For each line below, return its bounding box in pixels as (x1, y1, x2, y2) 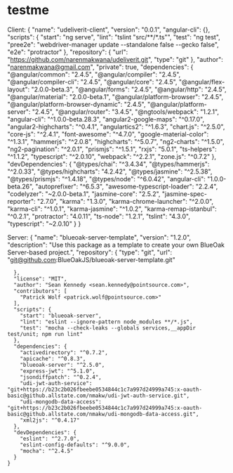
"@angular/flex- (178, 77, 225, 86)
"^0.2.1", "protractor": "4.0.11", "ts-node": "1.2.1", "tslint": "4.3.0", (7, 212, 191, 220)
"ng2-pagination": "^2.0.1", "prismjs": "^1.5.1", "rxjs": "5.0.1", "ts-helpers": (7, 145, 218, 153)
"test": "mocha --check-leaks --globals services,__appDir (20, 324, 197, 332)
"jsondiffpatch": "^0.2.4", (20, 373, 102, 381)
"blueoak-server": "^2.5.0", (20, 361, 105, 368)
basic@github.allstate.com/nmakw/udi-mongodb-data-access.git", (7, 410, 199, 417)
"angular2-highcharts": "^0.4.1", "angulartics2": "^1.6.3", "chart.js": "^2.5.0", (7, 122, 225, 131)
